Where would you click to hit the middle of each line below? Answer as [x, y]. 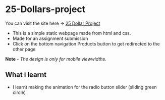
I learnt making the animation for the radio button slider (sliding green [85, 87]
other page [24, 49]
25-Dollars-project [45, 9]
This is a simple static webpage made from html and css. [72, 33]
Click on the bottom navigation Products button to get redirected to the [86, 43]
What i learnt [26, 75]
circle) [19, 92]
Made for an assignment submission [50, 38]
